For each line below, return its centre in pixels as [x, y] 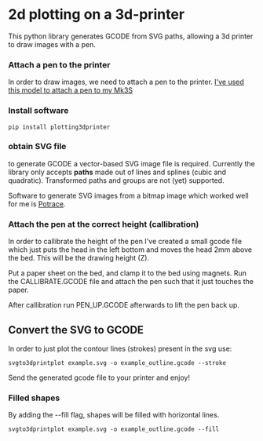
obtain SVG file [37, 147]
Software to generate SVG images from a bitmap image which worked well [128, 195]
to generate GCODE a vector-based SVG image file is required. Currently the [131, 163]
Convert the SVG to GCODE [76, 330]
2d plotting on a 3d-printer [97, 15]
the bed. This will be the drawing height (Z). [79, 258]
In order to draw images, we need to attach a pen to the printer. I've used [126, 82]
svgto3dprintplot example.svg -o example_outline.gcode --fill [114, 429]
